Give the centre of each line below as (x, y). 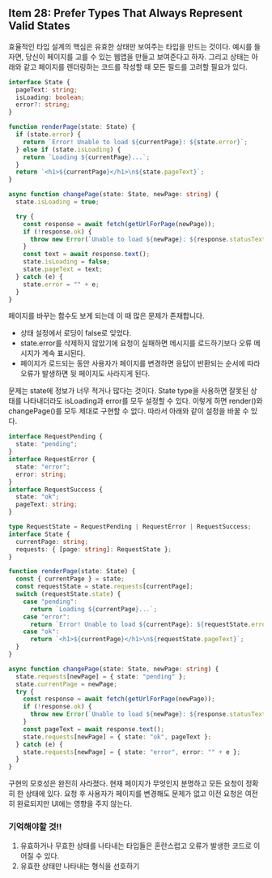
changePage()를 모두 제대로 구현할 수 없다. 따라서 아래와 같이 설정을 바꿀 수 (129, 411)
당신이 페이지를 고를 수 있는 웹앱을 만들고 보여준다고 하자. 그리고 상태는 (138, 57)
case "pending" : (51, 602)
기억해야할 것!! (35, 827)
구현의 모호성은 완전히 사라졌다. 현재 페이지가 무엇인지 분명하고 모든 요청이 (126, 784)
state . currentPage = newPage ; (66, 684)
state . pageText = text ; (63, 270)
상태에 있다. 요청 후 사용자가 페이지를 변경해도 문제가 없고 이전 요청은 (134, 794)
